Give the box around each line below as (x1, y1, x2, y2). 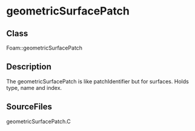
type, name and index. (6, 84, 62, 91)
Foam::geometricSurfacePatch (6, 44, 83, 51)
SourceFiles (6, 101, 53, 112)
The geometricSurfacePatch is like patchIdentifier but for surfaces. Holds (6, 77, 189, 85)
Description (6, 62, 51, 72)
